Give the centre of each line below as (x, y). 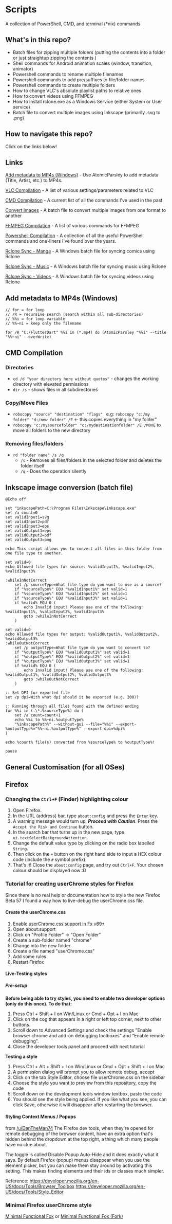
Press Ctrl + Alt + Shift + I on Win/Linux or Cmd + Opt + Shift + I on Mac (89, 1067)
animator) (23, 68)
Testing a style (21, 1057)
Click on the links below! (31, 146)
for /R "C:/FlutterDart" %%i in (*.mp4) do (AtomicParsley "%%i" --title (86, 333)
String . (20, 849)
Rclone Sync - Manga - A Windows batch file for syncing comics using (80, 251)
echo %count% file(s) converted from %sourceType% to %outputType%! (80, 742)
